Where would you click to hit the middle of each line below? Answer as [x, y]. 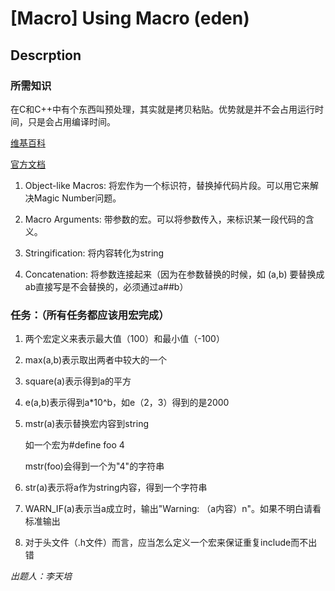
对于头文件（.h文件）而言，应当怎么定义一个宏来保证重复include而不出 [171, 543]
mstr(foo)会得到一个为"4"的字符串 [94, 466]
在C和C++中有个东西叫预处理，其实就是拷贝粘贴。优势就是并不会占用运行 [162, 109]
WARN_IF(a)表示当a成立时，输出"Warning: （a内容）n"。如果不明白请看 [173, 509]
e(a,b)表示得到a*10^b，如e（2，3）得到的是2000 [127, 403]
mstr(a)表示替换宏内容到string [86, 424]
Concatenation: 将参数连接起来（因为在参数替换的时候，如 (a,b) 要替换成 [174, 274]
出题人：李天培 [41, 576]
